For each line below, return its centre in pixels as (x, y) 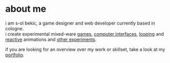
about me (26, 9)
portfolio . (15, 55)
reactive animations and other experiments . (51, 39)
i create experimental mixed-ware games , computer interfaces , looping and (85, 34)
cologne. (15, 28)
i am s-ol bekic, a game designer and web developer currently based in (80, 23)
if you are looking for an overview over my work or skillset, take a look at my (85, 49)
